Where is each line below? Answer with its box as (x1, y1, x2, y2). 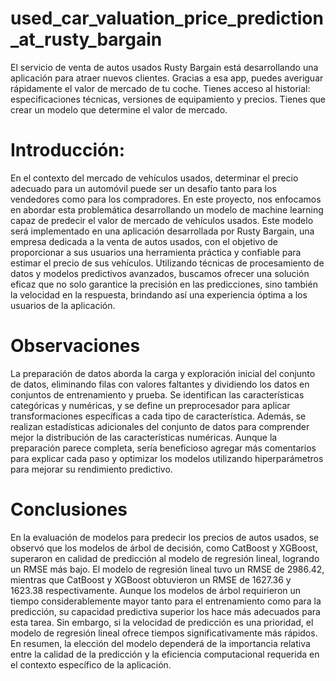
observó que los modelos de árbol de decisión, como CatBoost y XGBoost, (10, 542, 318, 554)
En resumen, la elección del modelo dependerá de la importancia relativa (10, 637, 311, 649)
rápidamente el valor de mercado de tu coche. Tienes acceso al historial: (10, 82, 311, 94)
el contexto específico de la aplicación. (10, 658, 172, 671)
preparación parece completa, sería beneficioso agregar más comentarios (10, 442, 317, 454)
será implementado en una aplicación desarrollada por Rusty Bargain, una (10, 225, 315, 237)
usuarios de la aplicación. (10, 299, 116, 311)
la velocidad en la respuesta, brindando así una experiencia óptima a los (10, 288, 308, 301)
